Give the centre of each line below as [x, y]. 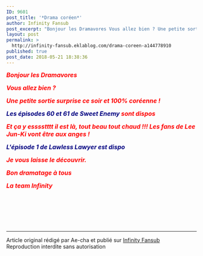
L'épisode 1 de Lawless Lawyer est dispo [66, 147]
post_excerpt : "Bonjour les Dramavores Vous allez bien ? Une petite [96, 29]
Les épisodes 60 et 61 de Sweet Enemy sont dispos [81, 113]
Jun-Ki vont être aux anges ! [48, 134]
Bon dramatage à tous [39, 172]
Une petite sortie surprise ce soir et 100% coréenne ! [83, 101]
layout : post [23, 35]
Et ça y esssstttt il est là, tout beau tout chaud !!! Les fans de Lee [101, 126]
